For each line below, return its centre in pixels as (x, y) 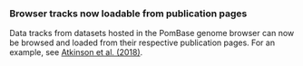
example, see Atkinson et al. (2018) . (76, 52)
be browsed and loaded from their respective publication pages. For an (142, 42)
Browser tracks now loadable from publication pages (128, 14)
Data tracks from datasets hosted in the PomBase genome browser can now (152, 33)
